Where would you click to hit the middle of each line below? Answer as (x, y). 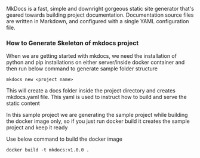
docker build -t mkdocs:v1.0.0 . (48, 150)
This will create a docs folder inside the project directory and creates (91, 91)
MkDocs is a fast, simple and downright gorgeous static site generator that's (100, 9)
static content (23, 103)
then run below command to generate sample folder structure (82, 69)
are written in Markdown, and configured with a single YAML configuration (98, 21)
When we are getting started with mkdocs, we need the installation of (92, 56)
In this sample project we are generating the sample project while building (97, 115)
